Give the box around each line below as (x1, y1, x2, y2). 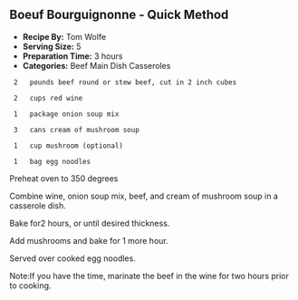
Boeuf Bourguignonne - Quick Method (9, 7, 229, 23)
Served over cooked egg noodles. (9, 253, 136, 264)
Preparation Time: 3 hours (22, 50, 123, 62)
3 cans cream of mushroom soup (13, 125, 140, 134)
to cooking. (9, 280, 52, 291)
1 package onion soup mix (13, 109, 120, 119)
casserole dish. (9, 199, 66, 211)
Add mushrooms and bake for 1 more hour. (9, 235, 169, 246)
